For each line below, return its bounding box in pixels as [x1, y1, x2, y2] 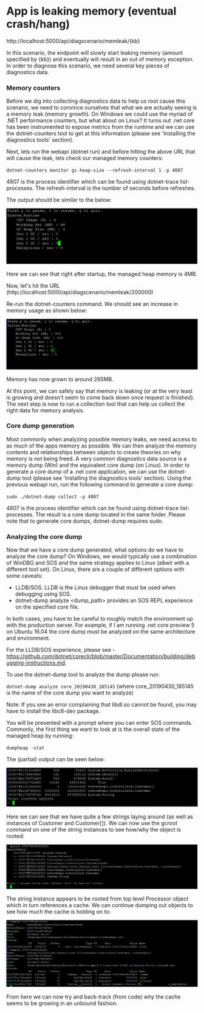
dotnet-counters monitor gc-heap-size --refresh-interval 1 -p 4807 [6, 167, 183, 174]
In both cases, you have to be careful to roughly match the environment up [6, 615, 193, 623]
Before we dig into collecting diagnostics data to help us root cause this [6, 97, 186, 105]
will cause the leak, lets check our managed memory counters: [6, 154, 163, 162]
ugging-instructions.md [6, 659, 66, 666]
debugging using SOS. [15, 590, 72, 598]
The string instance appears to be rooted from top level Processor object [6, 895, 189, 902]
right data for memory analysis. [6, 406, 85, 414]
